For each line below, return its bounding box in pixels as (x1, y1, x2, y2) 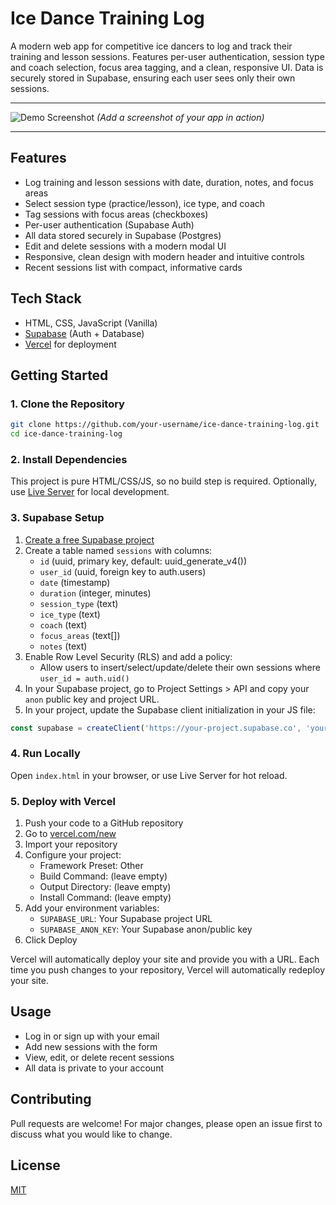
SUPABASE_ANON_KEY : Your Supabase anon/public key (39, 923, 253, 936)
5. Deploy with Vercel (10, 794, 116, 808)
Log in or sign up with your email (24, 1030, 160, 1042)
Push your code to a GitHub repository (24, 817, 184, 829)
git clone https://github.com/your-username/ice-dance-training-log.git (10, 420, 320, 430)
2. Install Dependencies (10, 452, 128, 466)
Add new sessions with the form (24, 1040, 158, 1052)
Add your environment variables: (24, 902, 160, 914)
